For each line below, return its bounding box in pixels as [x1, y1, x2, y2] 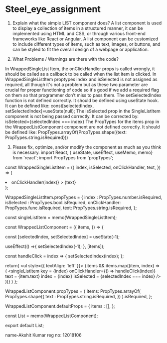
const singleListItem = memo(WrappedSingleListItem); [5, 214, 117, 220]
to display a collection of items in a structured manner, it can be [12, 25, 143, 31]
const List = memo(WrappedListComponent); [5, 313, 98, 319]
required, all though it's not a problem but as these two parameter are [5, 81, 148, 88]
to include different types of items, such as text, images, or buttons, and [12, 41, 161, 47]
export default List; [5, 322, 44, 328]
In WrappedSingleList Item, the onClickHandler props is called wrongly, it [5, 66, 155, 72]
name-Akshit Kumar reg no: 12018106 [5, 332, 82, 338]
